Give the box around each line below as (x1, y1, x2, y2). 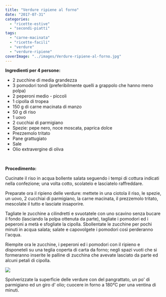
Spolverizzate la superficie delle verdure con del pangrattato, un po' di (5, 276, 150, 282)
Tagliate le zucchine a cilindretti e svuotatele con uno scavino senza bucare (5, 210, 161, 216)
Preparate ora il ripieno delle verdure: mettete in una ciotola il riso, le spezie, (5, 190, 162, 196)
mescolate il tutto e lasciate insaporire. (5, 201, 85, 207)
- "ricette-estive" (9, 21, 50, 26)
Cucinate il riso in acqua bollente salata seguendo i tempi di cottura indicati (5, 175, 160, 181)
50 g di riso (12, 109, 36, 115)
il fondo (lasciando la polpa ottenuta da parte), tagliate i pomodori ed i (5, 216, 149, 222)
